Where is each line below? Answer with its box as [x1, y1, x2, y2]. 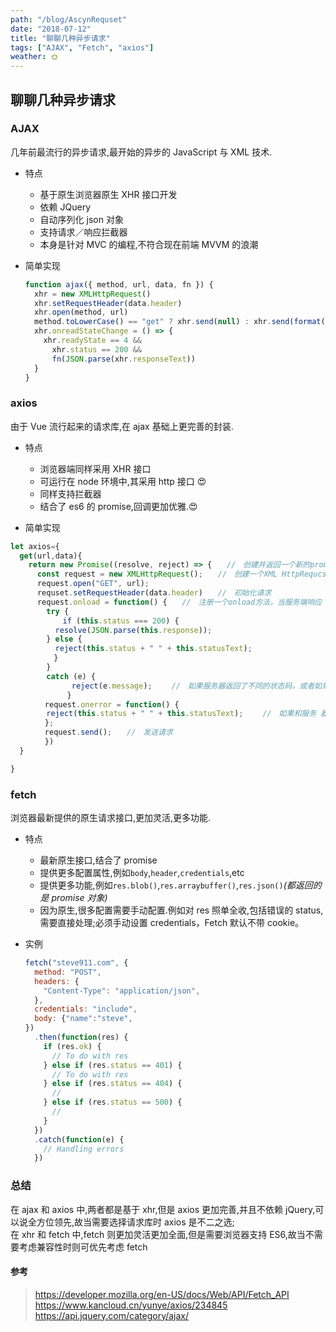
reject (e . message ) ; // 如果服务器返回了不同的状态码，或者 [71, 681, 315, 691]
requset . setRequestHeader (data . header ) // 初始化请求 [36, 588, 272, 598]
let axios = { [10, 541, 60, 551]
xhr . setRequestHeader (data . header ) [34, 298, 183, 308]
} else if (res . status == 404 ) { [43, 1079, 183, 1089]
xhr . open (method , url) [34, 307, 129, 318]
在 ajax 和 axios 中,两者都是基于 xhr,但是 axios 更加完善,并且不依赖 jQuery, [10, 1203, 316, 1215]
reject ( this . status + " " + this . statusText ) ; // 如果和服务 [46, 709, 317, 719]
